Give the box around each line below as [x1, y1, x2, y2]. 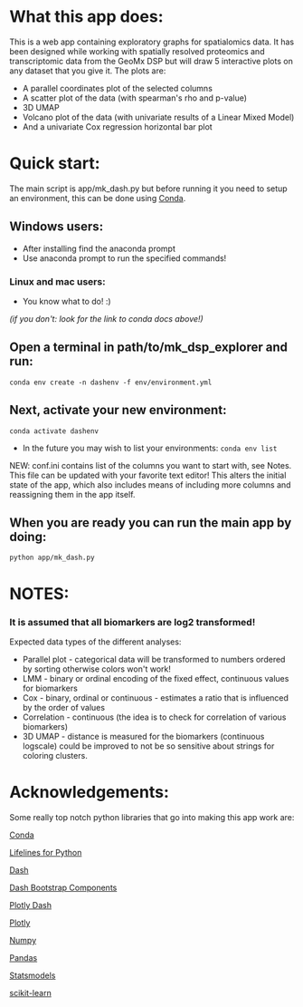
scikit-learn [9, 987, 52, 998]
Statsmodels [9, 970, 56, 981]
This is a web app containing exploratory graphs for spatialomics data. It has [9, 36, 295, 47]
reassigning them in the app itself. [9, 489, 136, 499]
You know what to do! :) [22, 295, 111, 306]
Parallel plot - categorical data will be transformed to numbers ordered [22, 654, 286, 664]
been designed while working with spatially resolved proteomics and [9, 45, 265, 56]
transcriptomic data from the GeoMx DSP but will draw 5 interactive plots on [9, 55, 294, 66]
